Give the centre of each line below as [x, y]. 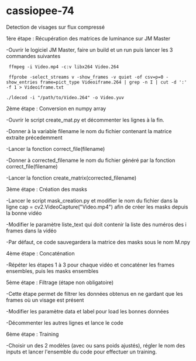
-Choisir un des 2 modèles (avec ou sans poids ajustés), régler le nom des [96, 345]
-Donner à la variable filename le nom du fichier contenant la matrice [89, 131]
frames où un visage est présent [45, 300]
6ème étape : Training [32, 334]
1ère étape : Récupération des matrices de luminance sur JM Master [88, 38]
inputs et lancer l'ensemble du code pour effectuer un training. [81, 352]
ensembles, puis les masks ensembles [52, 271]
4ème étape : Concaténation [40, 253]
